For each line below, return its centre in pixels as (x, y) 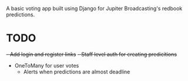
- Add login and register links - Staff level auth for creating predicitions (92, 54)
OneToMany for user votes (47, 65)
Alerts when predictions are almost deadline (77, 72)
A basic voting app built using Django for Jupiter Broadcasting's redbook (94, 8)
